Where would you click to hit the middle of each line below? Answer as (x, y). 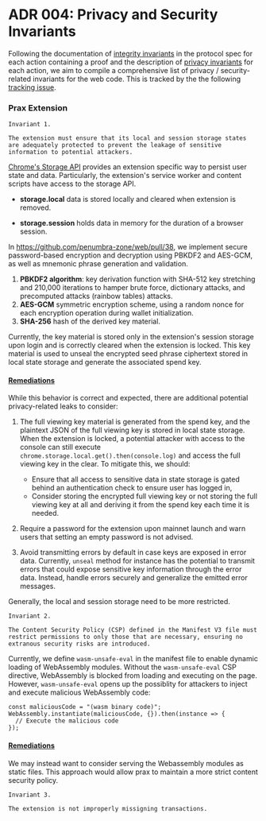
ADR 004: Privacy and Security (113, 15)
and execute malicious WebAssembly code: (79, 692)
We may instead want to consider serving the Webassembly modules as (126, 763)
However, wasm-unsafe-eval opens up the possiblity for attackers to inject (128, 684)
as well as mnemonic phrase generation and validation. (98, 264)
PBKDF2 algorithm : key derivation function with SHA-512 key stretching (137, 279)
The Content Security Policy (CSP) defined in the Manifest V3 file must (133, 630)
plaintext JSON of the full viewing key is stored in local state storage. (132, 430)
